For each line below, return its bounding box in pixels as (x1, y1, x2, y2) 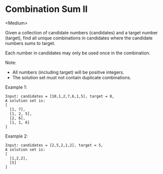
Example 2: (5, 133, 28, 139)
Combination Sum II (5, 3, 88, 15)
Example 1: (5, 84, 27, 90)
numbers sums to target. (5, 40, 56, 46)
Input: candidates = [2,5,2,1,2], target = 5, (5, 143, 103, 148)
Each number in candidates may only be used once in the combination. (5, 50, 151, 56)
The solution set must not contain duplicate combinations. (12, 74, 132, 80)
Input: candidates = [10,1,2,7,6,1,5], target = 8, (5, 94, 114, 99)
